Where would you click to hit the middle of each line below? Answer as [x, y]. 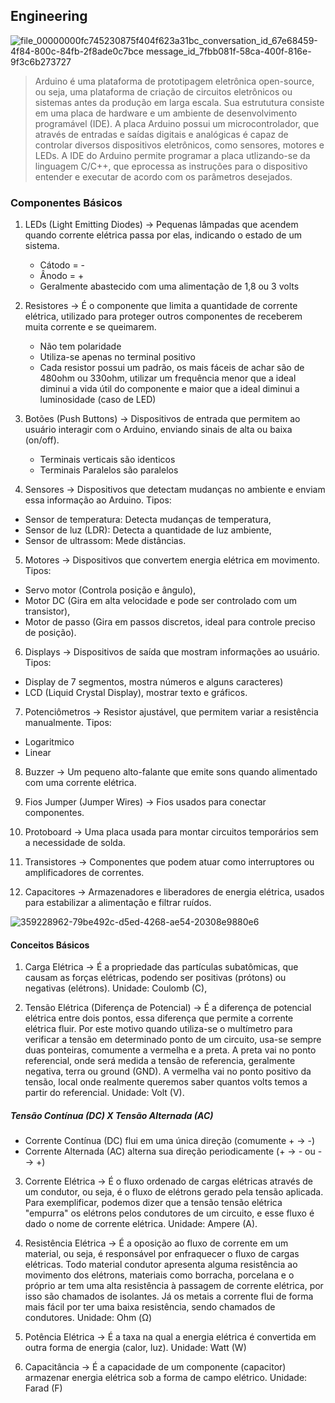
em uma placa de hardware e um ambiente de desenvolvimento [166, 113]
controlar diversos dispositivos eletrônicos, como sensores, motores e [179, 145]
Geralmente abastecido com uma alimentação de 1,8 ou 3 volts [169, 286]
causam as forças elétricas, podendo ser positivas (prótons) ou [155, 978]
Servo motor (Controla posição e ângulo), [110, 590]
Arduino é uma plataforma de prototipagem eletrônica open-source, [174, 81]
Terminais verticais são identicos [107, 460]
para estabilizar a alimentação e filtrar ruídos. [118, 903]
